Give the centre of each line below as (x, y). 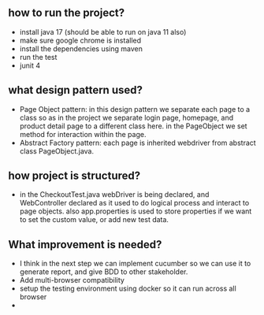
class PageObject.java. (57, 151)
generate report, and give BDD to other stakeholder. (104, 272)
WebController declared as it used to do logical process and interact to (134, 203)
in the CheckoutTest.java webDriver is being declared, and (114, 195)
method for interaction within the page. (83, 134)
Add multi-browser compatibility (72, 280)
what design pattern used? (76, 90)
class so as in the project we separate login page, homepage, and (126, 117)
